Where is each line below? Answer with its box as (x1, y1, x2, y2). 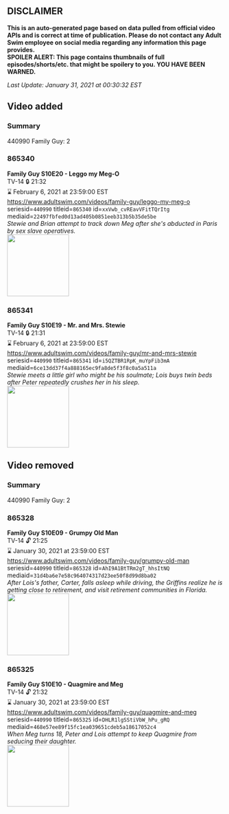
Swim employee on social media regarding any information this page (7, 38, 207, 47)
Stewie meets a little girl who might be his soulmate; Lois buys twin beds (7, 371, 213, 380)
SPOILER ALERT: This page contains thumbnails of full (7, 53, 165, 61)
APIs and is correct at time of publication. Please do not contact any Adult (7, 31, 221, 39)
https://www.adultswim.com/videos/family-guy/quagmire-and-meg (7, 708, 197, 717)
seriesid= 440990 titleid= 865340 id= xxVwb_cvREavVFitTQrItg (7, 205, 170, 213)
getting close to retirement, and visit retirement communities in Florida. (7, 586, 208, 594)
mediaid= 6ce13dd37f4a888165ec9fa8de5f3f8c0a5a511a (7, 364, 156, 372)
